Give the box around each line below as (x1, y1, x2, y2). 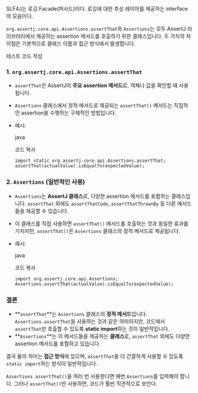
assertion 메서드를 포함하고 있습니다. (14, 340, 101, 347)
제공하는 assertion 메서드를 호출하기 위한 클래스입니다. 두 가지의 (36, 33, 185, 40)
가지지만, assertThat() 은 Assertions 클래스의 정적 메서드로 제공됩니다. (14, 227, 180, 234)
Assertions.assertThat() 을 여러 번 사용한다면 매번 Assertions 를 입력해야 (6, 372, 178, 379)
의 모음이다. (6, 12, 34, 20)
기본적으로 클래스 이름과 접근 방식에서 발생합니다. (21, 40, 136, 47)
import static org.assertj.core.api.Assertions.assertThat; (14, 158, 166, 164)
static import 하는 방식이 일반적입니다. (6, 360, 98, 367)
